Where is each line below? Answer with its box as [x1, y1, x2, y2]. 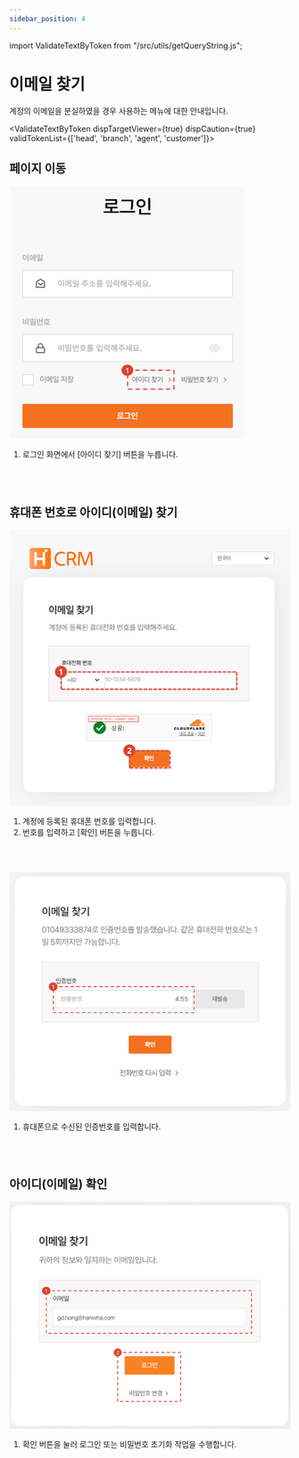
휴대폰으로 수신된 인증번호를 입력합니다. [21, 1121, 162, 1132]
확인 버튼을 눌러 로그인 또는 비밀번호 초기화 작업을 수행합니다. [21, 1439, 237, 1450]
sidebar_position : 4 [9, 14, 87, 23]
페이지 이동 [9, 161, 67, 176]
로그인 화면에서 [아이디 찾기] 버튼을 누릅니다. [21, 449, 179, 460]
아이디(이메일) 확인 [9, 1177, 108, 1192]
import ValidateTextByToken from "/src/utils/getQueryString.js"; [9, 40, 243, 51]
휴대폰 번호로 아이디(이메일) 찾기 [9, 505, 179, 520]
